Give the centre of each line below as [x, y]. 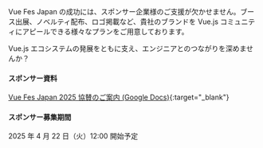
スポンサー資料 [33, 78]
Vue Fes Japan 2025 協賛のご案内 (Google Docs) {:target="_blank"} [119, 97]
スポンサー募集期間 [40, 117]
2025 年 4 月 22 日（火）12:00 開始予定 [73, 136]
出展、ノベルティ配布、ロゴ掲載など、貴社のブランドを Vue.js [117, 21]
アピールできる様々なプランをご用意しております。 [105, 31]
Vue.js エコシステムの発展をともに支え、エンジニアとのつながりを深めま [128, 49]
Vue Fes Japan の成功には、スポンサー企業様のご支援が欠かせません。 [124, 12]
